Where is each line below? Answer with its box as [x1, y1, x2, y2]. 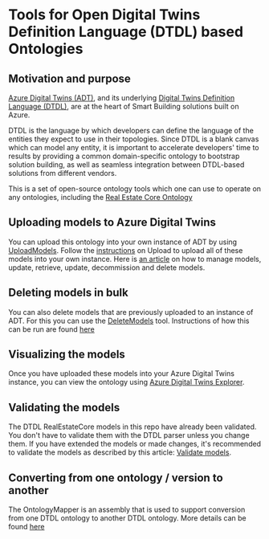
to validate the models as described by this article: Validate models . [8, 447, 231, 457]
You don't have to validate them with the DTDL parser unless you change [8, 431, 251, 440]
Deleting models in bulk [8, 286, 128, 300]
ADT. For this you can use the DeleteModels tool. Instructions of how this [8, 316, 250, 325]
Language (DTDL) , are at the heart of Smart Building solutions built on [8, 102, 239, 111]
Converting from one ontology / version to [8, 471, 223, 484]
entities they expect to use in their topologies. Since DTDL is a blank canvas [8, 134, 259, 144]
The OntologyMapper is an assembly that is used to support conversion [8, 504, 246, 515]
